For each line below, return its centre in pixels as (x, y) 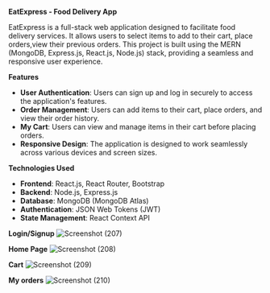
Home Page (28, 249)
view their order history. (60, 118)
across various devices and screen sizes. (88, 153)
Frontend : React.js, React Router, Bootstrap (92, 184)
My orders (26, 280)
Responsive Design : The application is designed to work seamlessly (134, 144)
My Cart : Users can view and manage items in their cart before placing (138, 127)
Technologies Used (42, 168)
